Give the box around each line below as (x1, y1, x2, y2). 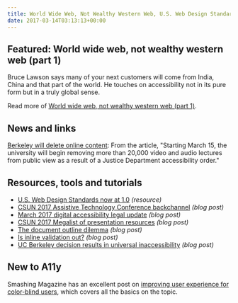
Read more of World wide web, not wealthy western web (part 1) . (7, 102, 197, 110)
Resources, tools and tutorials (7, 176, 143, 188)
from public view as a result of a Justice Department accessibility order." (7, 156, 220, 165)
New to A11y (7, 261, 62, 273)
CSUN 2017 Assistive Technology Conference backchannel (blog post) (17, 202, 225, 211)
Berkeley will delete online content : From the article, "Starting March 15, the (7, 141, 227, 149)
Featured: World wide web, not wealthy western (7, 43, 224, 55)
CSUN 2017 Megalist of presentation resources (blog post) (17, 217, 189, 227)
